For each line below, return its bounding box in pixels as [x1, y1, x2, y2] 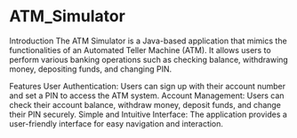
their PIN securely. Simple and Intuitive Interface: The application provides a [9, 109, 287, 119]
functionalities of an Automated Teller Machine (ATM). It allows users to [9, 44, 271, 55]
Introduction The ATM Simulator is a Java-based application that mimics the [9, 35, 287, 46]
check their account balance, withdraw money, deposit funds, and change [9, 99, 282, 110]
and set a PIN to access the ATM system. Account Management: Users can [9, 90, 285, 101]
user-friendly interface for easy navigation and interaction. [9, 118, 224, 129]
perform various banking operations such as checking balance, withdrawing [9, 54, 289, 65]
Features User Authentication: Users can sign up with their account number [9, 80, 286, 91]
